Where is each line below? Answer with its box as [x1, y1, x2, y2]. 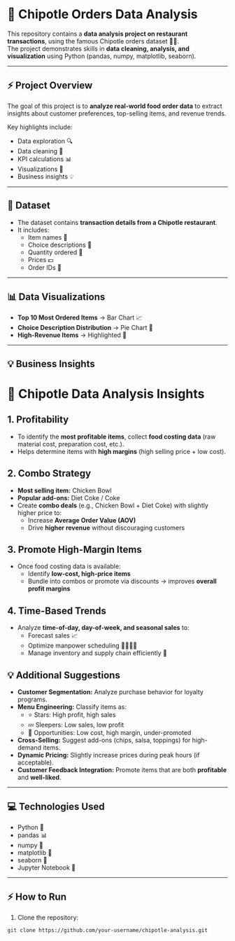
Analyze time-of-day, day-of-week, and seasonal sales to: [17, 624, 190, 632]
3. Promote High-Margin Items [7, 543, 142, 556]
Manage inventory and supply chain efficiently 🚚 [27, 649, 168, 657]
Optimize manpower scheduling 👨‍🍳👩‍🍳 [27, 641, 138, 650]
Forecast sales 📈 [27, 631, 78, 640]
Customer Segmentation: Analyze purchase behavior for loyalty [17, 688, 204, 696]
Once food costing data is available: [17, 562, 121, 570]
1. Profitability [7, 413, 69, 426]
